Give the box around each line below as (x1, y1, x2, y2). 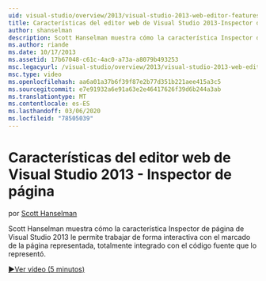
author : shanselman (8, 26, 73, 34)
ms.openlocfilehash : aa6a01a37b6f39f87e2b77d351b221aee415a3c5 (8, 78, 222, 85)
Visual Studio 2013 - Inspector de (8, 165, 232, 184)
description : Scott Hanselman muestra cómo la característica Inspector (8, 33, 253, 42)
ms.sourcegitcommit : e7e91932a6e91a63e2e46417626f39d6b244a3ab (8, 85, 222, 93)
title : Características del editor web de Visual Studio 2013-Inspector (8, 19, 253, 27)
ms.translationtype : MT (8, 93, 87, 101)
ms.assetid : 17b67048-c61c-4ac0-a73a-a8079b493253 (8, 56, 179, 64)
